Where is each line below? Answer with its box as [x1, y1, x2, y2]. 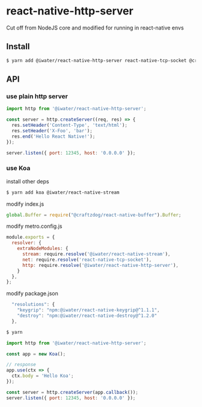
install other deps [6, 177, 49, 185]
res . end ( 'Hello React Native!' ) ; [11, 133, 96, 139]
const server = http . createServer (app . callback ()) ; [6, 389, 138, 395]
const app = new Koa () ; [6, 350, 66, 357]
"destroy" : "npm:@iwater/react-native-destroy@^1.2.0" [17, 313, 158, 319]
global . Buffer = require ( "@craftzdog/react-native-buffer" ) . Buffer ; [6, 212, 182, 218]
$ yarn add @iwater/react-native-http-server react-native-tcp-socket [6, 57, 187, 64]
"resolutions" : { [11, 302, 55, 308]
